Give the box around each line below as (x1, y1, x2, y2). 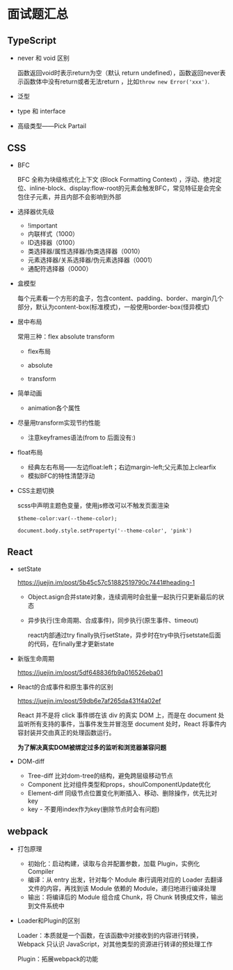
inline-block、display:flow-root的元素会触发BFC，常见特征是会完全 (29, 184, 222, 192)
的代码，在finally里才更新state (27, 639, 115, 648)
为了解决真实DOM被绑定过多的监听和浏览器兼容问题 (17, 743, 167, 751)
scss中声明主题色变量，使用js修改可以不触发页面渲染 (17, 501, 170, 509)
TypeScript (7, 34, 57, 46)
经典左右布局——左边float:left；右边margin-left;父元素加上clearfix (27, 462, 217, 471)
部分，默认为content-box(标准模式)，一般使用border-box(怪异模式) (17, 302, 210, 311)
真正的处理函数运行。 (54, 728, 115, 737)
